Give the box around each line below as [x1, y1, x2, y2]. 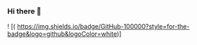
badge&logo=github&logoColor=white [7, 30, 117, 38]
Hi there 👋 [7, 6, 42, 16]
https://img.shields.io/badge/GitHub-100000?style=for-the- [17, 22, 190, 31]
